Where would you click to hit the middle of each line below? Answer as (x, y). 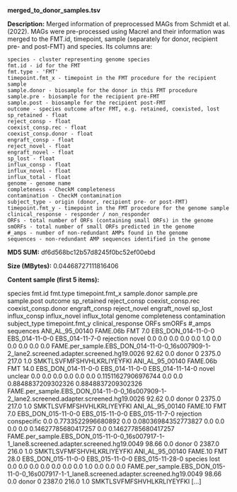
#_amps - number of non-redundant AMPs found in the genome (98, 233)
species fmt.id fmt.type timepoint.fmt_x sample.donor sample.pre (103, 293)
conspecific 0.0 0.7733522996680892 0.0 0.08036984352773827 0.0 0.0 (116, 421)
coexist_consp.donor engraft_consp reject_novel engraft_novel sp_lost (110, 308)
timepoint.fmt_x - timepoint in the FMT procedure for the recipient (112, 78)
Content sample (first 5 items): (53, 280)
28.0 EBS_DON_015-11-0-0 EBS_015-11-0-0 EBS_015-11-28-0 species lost (114, 459)
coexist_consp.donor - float (50, 134)
